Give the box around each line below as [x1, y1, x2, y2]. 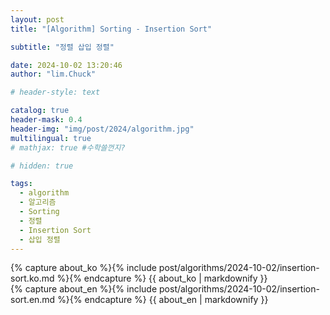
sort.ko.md [10, 272, 55, 285]
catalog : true [10, 106, 70, 116]
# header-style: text [10, 87, 101, 98]
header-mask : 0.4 [10, 115, 83, 125]
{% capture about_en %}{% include [10, 283, 158, 295]
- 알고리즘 [19, 197, 57, 208]
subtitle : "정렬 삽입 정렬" [10, 42, 115, 52]
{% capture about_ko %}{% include [10, 262, 157, 274]
